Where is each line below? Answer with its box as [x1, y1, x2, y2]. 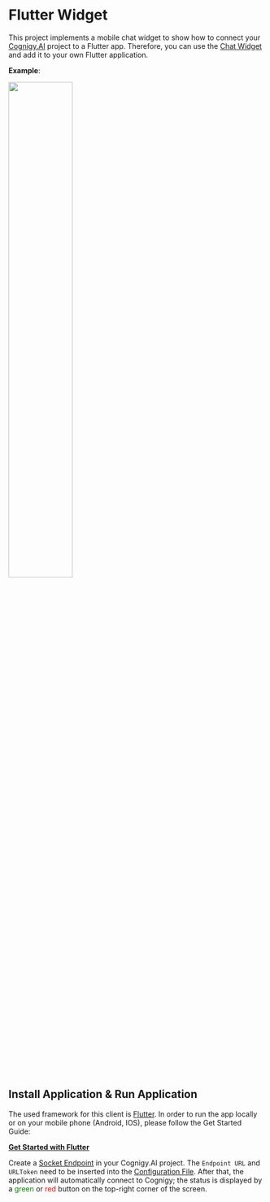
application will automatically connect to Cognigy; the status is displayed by [8, 1175, 263, 1185]
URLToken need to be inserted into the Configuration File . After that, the [8, 1166, 244, 1176]
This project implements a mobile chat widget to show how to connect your [8, 33, 261, 42]
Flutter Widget [8, 6, 108, 24]
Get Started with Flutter [8, 1142, 89, 1152]
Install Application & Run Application [8, 1087, 198, 1101]
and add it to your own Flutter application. [8, 50, 149, 59]
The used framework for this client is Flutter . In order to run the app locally [8, 1108, 258, 1119]
